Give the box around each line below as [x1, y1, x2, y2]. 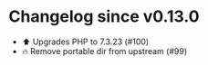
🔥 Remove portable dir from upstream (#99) [21, 45, 188, 56]
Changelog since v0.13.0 [8, 6, 200, 27]
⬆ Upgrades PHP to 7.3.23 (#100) [21, 36, 150, 47]
